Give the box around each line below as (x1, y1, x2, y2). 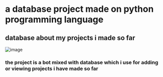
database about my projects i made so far (5, 34, 135, 42)
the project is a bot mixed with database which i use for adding (5, 59, 159, 66)
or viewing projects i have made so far (5, 65, 99, 72)
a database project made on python (5, 3, 154, 15)
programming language (5, 14, 104, 25)
